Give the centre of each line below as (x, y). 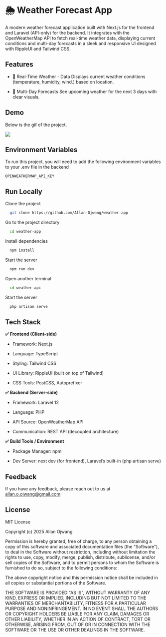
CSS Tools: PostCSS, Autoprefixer (47, 383)
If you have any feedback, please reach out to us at (58, 489)
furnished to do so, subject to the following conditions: (61, 568)
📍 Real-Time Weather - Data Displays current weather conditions (79, 77)
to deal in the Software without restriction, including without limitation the (80, 552)
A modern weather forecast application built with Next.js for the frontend (80, 27)
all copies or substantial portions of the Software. (56, 583)
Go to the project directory (32, 222)
